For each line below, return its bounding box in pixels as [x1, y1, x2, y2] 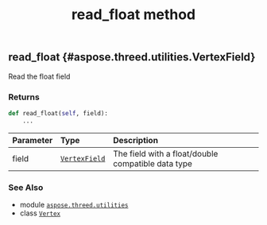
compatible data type [112, 157, 193, 169]
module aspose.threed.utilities [19, 200, 129, 209]
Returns [8, 91, 40, 103]
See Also [8, 181, 44, 192]
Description [112, 134, 159, 145]
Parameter [12, 134, 53, 145]
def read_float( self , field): [8, 109, 109, 117]
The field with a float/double [112, 148, 219, 159]
